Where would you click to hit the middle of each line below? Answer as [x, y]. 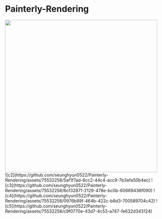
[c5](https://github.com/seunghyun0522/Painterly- [56, 206]
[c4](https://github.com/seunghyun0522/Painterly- [56, 196]
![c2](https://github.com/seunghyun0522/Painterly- [57, 175]
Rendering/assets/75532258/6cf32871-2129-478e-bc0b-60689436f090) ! [80, 190]
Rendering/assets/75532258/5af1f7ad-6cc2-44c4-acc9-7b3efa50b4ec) [78, 180]
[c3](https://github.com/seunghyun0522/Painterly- [56, 185]
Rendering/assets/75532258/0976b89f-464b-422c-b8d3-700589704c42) [80, 200]
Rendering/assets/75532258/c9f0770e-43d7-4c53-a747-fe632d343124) [79, 211]
